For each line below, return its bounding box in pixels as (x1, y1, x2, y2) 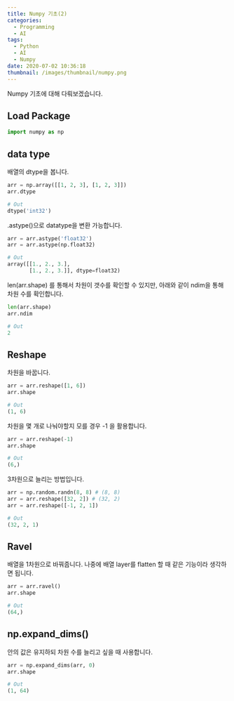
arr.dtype (7, 188, 36, 195)
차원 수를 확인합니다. (7, 289, 64, 298)
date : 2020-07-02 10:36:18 (7, 63, 86, 70)
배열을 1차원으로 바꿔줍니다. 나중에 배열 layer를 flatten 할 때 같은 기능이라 (7, 560, 208, 569)
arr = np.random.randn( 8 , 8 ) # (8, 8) (7, 489, 121, 496)
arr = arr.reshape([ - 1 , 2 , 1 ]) (7, 502, 99, 509)
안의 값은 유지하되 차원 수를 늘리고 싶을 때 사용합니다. (7, 648, 153, 656)
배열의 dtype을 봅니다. (7, 168, 69, 176)
